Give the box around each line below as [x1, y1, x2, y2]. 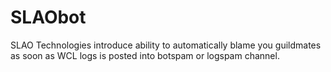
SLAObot [10, 6, 87, 29]
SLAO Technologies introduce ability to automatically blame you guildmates [10, 39, 322, 51]
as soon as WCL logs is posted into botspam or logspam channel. [10, 49, 280, 61]
